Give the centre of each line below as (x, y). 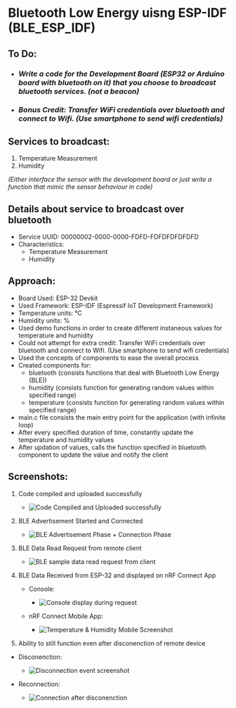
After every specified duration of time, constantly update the (106, 432)
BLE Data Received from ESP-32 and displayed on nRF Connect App (117, 575)
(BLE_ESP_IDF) (52, 28)
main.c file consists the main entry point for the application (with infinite (122, 417)
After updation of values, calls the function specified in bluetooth (112, 447)
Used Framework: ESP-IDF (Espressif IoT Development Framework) (116, 305)
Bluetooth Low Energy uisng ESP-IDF (117, 13)
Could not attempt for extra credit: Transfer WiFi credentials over (112, 342)
